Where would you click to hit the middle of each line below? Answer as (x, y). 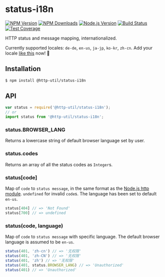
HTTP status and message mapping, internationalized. (61, 38)
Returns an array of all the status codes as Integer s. (59, 164)
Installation (23, 69)
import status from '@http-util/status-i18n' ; (54, 117)
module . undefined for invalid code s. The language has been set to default (81, 193)
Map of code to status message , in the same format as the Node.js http (77, 188)
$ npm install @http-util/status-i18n (45, 80)
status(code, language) (34, 225)
